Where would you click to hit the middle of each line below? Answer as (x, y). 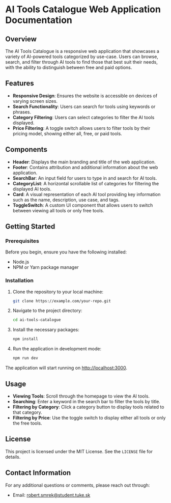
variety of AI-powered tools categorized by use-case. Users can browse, (82, 57)
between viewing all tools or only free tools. (58, 210)
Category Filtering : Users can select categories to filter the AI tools (83, 117)
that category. (27, 412)
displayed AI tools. (32, 189)
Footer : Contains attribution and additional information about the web (85, 167)
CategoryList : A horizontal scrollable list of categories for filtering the (86, 183)
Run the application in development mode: (57, 349)
